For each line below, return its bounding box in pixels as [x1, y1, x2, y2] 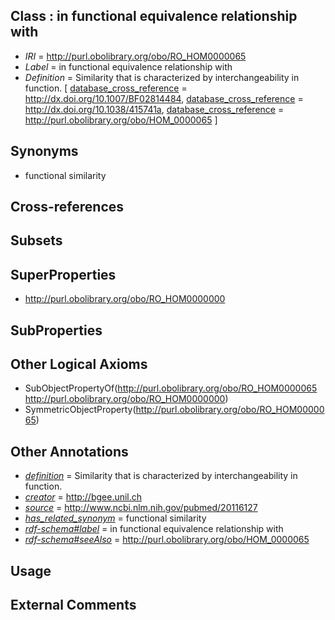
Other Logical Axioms [10, 356, 148, 373]
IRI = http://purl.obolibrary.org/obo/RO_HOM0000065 [24, 50, 247, 62]
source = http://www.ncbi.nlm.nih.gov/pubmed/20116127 [24, 502, 258, 514]
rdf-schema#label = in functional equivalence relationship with [24, 523, 284, 535]
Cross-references [10, 199, 125, 216]
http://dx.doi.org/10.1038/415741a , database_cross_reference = [24, 103, 285, 115]
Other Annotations [10, 443, 129, 460]
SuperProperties [10, 266, 117, 283]
